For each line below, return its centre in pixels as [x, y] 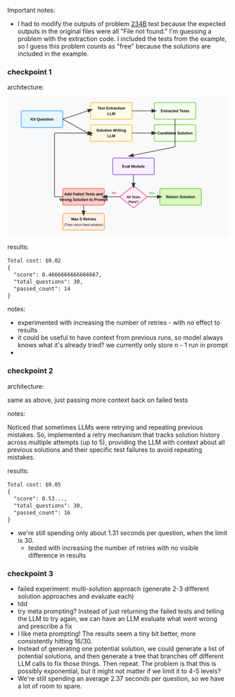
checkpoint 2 [30, 371]
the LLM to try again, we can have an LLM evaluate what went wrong [118, 618]
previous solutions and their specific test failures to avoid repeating [105, 449]
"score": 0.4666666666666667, [58, 275]
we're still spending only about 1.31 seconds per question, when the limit [122, 533]
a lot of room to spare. [50, 686]
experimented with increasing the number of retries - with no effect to [119, 322]
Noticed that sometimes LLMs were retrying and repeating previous [105, 427]
